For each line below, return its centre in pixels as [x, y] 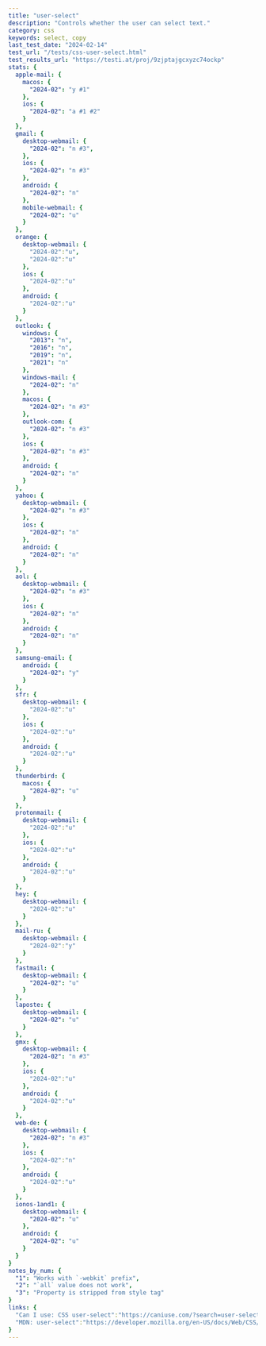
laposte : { [33, 1005]
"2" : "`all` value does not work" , [74, 1286]
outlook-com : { [47, 422]
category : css [32, 30]
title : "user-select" [44, 15]
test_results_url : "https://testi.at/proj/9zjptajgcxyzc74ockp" [116, 60]
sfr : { [26, 695]
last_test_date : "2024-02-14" [58, 45]
